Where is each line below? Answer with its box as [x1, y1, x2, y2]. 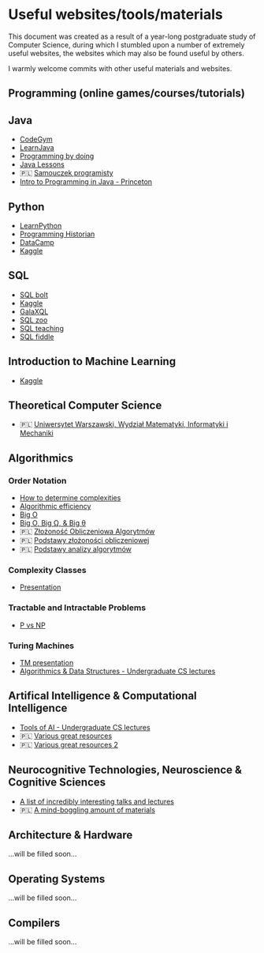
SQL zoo [19, 315, 48, 325]
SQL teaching [19, 323, 65, 333]
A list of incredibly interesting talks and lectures [19, 797, 175, 806]
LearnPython [19, 220, 62, 230]
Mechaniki [19, 428, 54, 438]
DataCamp [19, 237, 55, 247]
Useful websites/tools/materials [8, 6, 223, 24]
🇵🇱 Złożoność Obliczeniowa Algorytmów [19, 527, 155, 537]
